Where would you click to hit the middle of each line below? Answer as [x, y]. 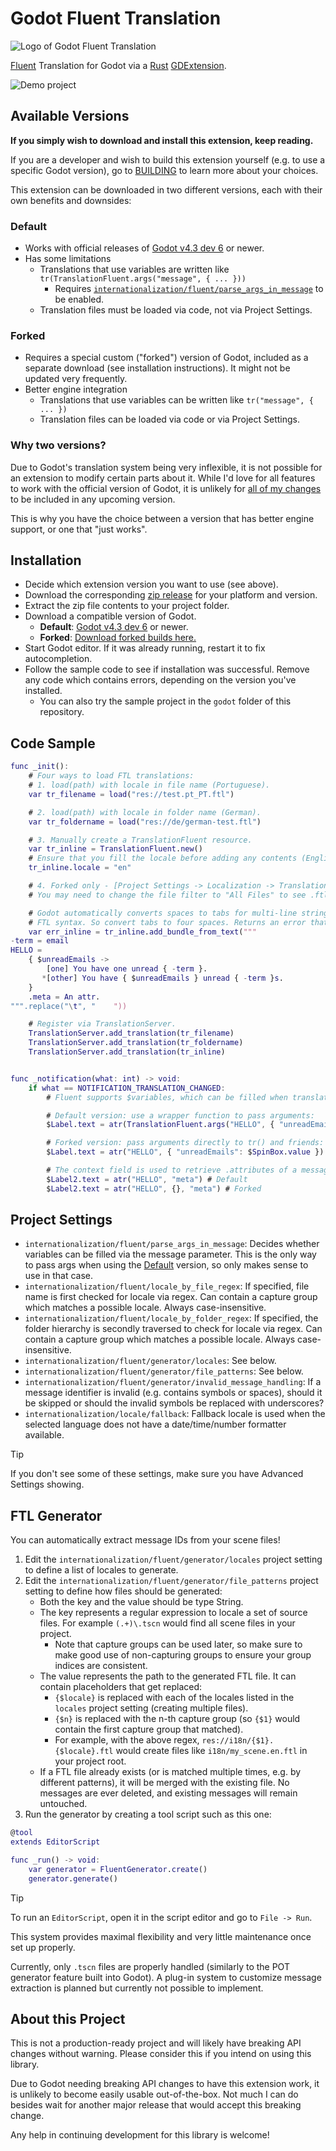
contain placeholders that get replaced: [121, 1687]
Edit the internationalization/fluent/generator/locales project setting [173, 1559]
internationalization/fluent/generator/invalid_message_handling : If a [173, 1382]
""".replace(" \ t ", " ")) [69, 1006]
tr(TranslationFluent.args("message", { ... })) [143, 279]
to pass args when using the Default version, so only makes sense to [166, 1265]
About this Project [68, 2019]
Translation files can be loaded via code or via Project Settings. [170, 419]
